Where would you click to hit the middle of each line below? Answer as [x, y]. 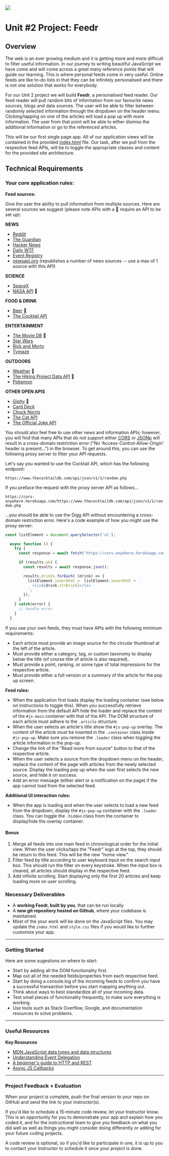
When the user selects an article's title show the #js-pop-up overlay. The [88, 727]
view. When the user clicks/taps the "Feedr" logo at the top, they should [87, 849]
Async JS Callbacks [33, 1068]
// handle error [35, 609]
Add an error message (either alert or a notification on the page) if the [85, 780]
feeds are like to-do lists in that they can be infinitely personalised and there [84, 80]
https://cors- [20, 497]
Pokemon [22, 382]
